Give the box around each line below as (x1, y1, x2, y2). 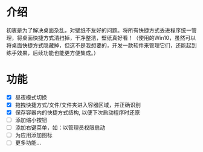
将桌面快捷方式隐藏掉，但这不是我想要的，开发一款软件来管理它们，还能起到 (6, 42, 197, 49)
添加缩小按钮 (14, 116, 47, 124)
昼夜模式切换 (14, 93, 47, 101)
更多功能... (14, 139, 41, 147)
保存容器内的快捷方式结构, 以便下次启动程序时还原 (14, 109, 140, 116)
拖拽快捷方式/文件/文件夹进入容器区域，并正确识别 (14, 101, 141, 109)
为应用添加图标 (14, 131, 53, 139)
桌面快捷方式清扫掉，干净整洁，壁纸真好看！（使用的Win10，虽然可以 (22, 34, 196, 41)
